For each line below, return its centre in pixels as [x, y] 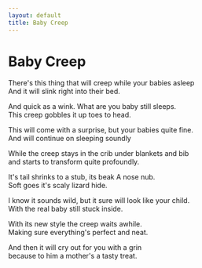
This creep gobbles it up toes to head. [70, 115]
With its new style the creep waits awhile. [75, 224]
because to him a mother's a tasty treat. [73, 256]
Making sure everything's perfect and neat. [78, 233]
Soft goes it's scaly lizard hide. [58, 186]
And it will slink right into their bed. [64, 92]
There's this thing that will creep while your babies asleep [101, 83]
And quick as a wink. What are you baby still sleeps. [92, 107]
